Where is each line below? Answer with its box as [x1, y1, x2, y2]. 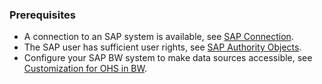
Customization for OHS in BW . [23, 63, 148, 75]
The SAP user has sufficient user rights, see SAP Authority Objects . [23, 41, 302, 53]
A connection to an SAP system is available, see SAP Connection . [23, 31, 294, 43]
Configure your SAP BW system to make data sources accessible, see [23, 52, 313, 64]
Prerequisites [9, 8, 76, 22]
